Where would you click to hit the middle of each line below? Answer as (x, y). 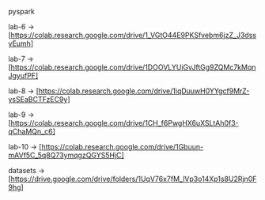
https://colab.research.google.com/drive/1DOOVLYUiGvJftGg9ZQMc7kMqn (133, 67)
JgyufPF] (23, 75)
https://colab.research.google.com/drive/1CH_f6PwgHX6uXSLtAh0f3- (125, 123)
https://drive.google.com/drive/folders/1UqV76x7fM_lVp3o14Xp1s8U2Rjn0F (134, 179)
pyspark (22, 11)
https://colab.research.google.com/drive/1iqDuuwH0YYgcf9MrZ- (144, 91)
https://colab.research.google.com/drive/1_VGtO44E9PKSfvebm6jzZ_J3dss (134, 35)
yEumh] (21, 43)
